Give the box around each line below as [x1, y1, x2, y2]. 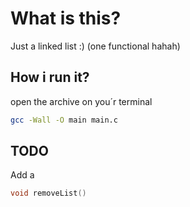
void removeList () [10, 188, 87, 199]
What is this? [10, 7, 122, 30]
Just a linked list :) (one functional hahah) [10, 40, 181, 52]
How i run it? [10, 69, 90, 86]
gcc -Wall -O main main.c [10, 115, 118, 125]
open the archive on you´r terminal [10, 95, 153, 107]
